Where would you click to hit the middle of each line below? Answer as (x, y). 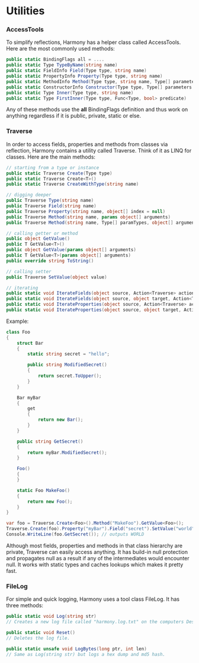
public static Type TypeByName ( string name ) (62, 65)
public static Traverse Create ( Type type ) (59, 173)
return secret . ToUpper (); (70, 376)
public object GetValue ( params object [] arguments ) (71, 250)
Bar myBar (29, 398)
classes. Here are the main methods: (51, 157)
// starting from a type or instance (53, 167)
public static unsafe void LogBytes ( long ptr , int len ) (76, 649)
